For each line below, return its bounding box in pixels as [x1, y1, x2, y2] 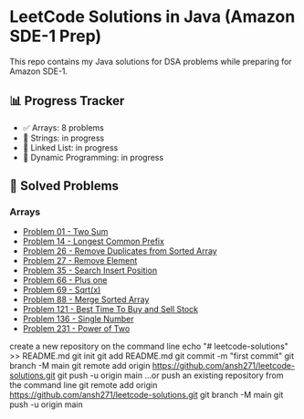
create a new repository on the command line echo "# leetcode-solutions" [9, 340, 289, 352]
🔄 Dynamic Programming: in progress [22, 152, 164, 162]
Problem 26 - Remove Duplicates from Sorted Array [22, 246, 217, 257]
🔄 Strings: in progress [22, 132, 105, 143]
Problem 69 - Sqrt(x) [22, 285, 101, 296]
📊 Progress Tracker [9, 93, 125, 109]
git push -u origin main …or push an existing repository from [58, 370, 284, 381]
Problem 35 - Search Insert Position [22, 265, 158, 276]
